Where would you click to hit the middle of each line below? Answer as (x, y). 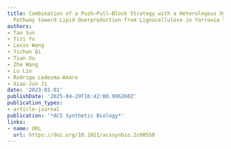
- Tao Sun (21, 33)
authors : (20, 26)
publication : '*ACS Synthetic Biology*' (66, 115)
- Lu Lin (20, 71)
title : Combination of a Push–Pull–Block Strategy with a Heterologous (112, 13)
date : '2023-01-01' (35, 90)
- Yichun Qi (24, 52)
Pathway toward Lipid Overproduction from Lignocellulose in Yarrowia (117, 20)
